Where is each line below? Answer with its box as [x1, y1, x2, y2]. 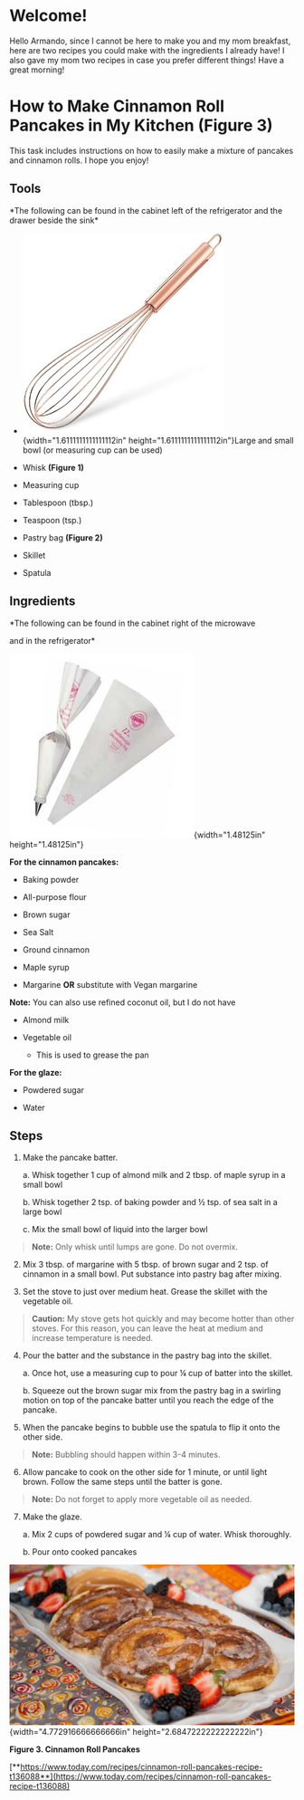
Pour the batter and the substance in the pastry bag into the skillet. [22, 1350, 272, 1361]
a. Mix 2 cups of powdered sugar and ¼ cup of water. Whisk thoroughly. [22, 1529, 292, 1540]
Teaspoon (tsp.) [22, 514, 82, 525]
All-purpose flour [22, 891, 87, 902]
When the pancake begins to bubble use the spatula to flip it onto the [22, 1422, 280, 1433]
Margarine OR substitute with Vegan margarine [22, 979, 198, 990]
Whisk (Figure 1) [22, 462, 84, 473]
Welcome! [9, 5, 88, 26]
